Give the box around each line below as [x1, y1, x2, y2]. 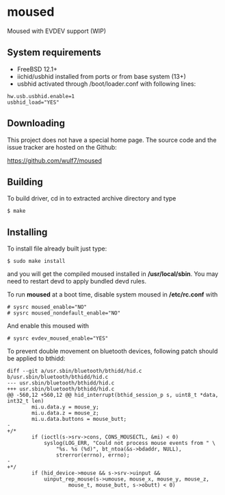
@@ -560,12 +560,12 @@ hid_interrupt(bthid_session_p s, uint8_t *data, [7, 392, 219, 399]
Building [7, 176, 43, 187]
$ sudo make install [7, 258, 66, 265]
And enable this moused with [7, 322, 90, 330]
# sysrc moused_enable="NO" [7, 303, 88, 311]
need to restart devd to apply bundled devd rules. [7, 277, 147, 286]
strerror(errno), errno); [55, 452, 130, 459]
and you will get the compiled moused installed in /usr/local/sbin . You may [7, 270, 219, 278]
